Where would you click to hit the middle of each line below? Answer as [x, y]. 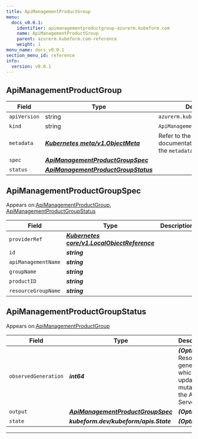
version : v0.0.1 [31, 66]
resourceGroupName [35, 291]
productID [23, 281]
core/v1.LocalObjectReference [110, 243]
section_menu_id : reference [41, 55]
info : [13, 61]
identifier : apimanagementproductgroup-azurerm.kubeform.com [93, 28]
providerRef [26, 239]
